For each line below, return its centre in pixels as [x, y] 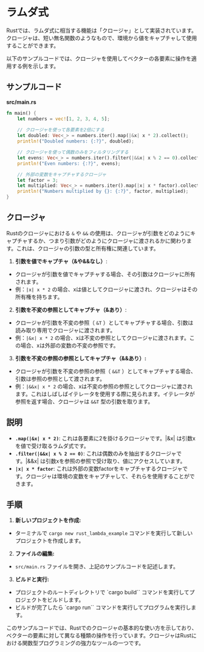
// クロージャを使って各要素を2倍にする [61, 130]
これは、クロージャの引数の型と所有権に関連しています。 [87, 248]
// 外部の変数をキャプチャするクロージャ [62, 174]
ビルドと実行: [32, 579]
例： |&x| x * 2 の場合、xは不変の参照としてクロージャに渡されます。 [102, 338]
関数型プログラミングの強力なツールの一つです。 [83, 643]
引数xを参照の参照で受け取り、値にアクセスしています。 [115, 461]
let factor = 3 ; [38, 180]
